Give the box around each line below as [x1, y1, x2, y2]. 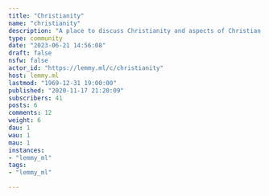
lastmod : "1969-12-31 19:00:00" [8, 79, 117, 87]
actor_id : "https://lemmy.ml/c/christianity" [8, 64, 163, 72]
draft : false [8, 49, 52, 57]
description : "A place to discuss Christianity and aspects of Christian [8, 27, 262, 35]
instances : [8, 146, 45, 154]
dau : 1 [8, 124, 31, 132]
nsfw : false [8, 57, 48, 65]
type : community [8, 34, 63, 43]
